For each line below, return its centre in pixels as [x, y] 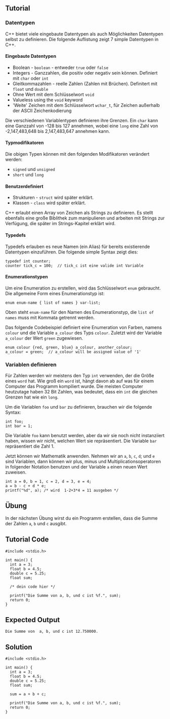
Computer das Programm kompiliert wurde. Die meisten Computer [74, 386]
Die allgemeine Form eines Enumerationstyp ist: [55, 293]
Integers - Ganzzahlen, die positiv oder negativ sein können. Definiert [85, 73]
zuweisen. [16, 472]
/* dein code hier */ [33, 587]
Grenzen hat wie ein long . [32, 397]
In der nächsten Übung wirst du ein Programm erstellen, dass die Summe [81, 518]
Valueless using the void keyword [48, 100]
